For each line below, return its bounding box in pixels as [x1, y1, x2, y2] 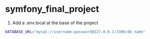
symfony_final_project [5, 3, 99, 15]
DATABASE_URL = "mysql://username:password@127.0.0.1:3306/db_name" [5, 29, 146, 34]
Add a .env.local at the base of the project [12, 20, 98, 26]
